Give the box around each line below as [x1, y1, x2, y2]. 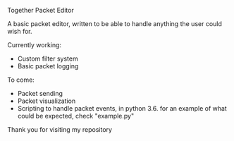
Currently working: [7, 41, 62, 49]
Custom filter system [17, 54, 79, 63]
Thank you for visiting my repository [7, 125, 113, 133]
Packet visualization [17, 97, 76, 105]
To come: [7, 75, 35, 84]
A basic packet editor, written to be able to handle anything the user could [7, 20, 222, 27]
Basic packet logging [17, 62, 79, 70]
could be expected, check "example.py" [17, 112, 135, 120]
